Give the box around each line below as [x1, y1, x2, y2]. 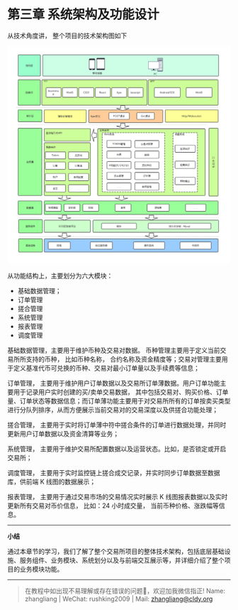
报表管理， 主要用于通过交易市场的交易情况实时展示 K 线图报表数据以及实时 [7, 492, 228, 501]
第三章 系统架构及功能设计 [7, 6, 159, 23]
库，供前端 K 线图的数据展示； [7, 477, 96, 486]
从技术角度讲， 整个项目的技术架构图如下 [7, 31, 127, 40]
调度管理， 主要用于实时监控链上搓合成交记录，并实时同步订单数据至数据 [7, 468, 220, 476]
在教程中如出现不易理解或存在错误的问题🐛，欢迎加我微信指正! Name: [24, 587, 225, 595]
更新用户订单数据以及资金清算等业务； [7, 429, 119, 437]
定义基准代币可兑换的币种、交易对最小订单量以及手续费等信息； [13, 364, 200, 372]
